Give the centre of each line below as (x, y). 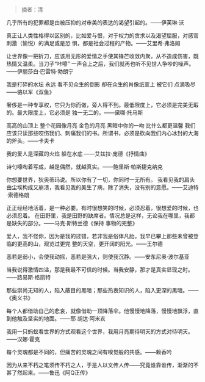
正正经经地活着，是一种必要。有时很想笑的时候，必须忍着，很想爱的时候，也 (103, 208)
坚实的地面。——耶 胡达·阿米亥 (66, 319)
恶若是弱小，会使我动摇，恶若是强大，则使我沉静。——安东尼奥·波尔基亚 (98, 257)
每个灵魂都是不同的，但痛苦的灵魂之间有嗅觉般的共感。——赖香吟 (89, 352)
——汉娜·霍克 (23, 339)
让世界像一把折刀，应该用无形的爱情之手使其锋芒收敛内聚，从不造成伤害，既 (103, 56)
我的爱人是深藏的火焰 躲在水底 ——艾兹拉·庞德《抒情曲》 (78, 154)
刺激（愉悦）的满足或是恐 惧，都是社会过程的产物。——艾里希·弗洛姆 (93, 43)
